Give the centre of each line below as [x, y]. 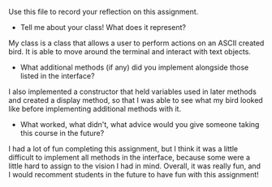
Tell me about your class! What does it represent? [103, 27]
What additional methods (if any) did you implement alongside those [134, 67]
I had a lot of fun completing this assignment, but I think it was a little [123, 149]
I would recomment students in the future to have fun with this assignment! [134, 174]
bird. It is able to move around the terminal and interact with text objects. [130, 51]
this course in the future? [62, 133]
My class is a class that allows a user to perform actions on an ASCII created [136, 43]
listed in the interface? [57, 76]
